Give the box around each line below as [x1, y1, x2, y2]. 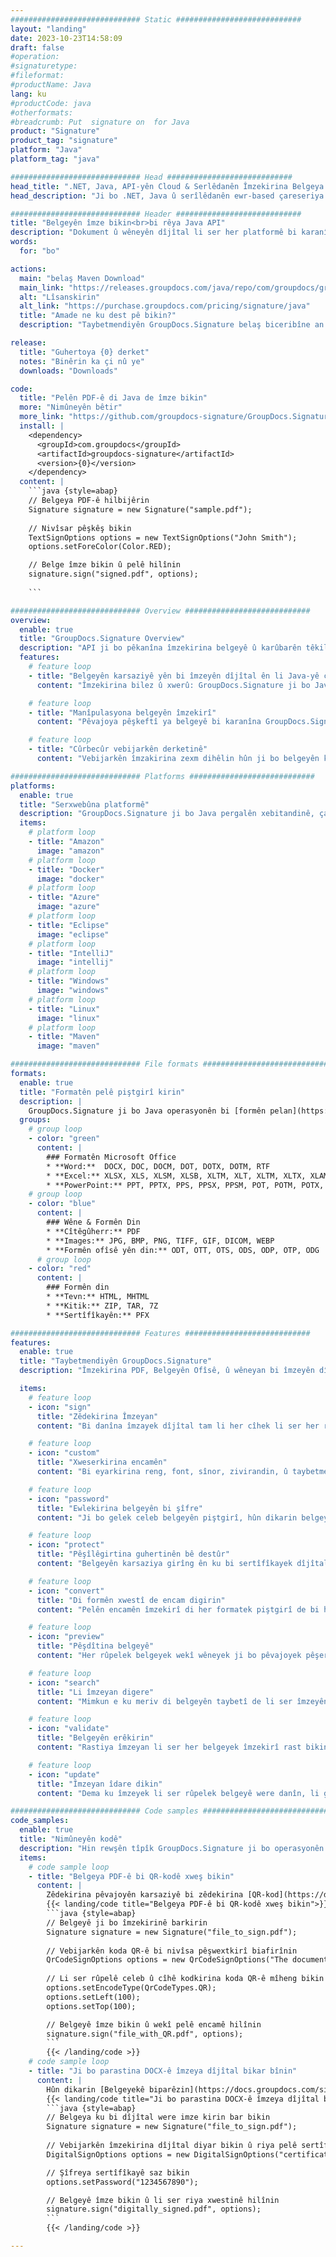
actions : [10, 264, 47, 274]
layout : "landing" [10, 24, 87, 34]
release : [10, 338, 47, 348]
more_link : [19, 412, 65, 422]
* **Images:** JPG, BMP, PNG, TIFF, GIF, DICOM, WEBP [46, 1236, 275, 1246]
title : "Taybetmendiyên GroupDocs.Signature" [19, 1356, 213, 1366]
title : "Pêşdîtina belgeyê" [36, 1641, 155, 1651]
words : [10, 237, 38, 247]
